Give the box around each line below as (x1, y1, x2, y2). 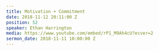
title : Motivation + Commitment (6, 8, 85, 15)
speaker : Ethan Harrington (6, 25, 72, 31)
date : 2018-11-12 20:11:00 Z (6, 14, 77, 20)
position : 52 (6, 19, 38, 25)
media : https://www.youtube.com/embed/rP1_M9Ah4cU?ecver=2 (6, 30, 154, 36)
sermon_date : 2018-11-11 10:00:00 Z (6, 36, 96, 42)
